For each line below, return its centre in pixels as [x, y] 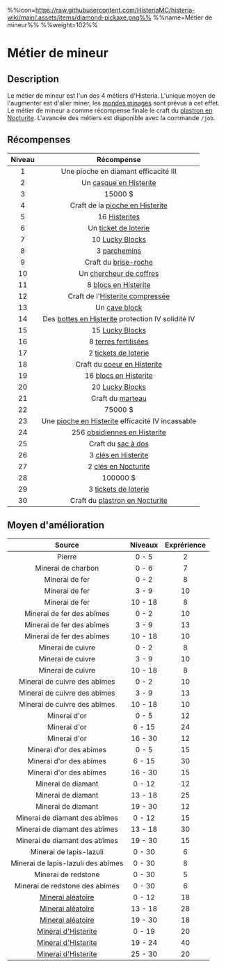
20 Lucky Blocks [119, 387]
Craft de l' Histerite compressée [119, 296]
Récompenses [39, 140]
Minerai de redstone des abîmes [67, 886]
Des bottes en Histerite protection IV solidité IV [119, 318]
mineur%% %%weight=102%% [53, 25]
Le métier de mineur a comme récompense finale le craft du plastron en [110, 110]
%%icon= [22, 10]
